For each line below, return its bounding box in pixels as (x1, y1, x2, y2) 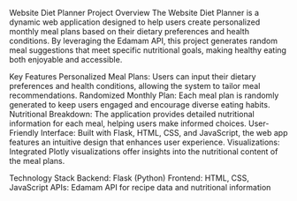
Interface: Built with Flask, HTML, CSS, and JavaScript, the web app (40, 128, 288, 138)
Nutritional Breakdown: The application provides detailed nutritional (9, 109, 255, 119)
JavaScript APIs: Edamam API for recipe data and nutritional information (9, 182, 271, 192)
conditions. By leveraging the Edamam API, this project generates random (9, 35, 278, 46)
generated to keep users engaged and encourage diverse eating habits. (9, 100, 270, 109)
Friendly (9, 128, 39, 138)
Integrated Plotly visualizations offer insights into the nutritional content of (9, 146, 278, 157)
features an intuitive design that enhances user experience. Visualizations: (9, 137, 280, 147)
